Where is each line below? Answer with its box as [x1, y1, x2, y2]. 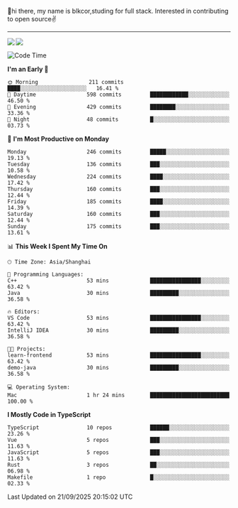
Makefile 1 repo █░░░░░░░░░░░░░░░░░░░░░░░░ [7, 474, 230, 481]
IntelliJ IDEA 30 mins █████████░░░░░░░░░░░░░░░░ [7, 327, 230, 334]
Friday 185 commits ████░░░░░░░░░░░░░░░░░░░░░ [7, 198, 230, 205]
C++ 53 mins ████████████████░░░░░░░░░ [7, 277, 230, 284]
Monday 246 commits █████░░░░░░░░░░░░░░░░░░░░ [7, 148, 230, 156]
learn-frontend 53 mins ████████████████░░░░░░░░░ [7, 352, 230, 359]
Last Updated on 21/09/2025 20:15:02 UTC [7, 492, 133, 501]
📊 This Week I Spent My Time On [7, 242, 108, 250]
